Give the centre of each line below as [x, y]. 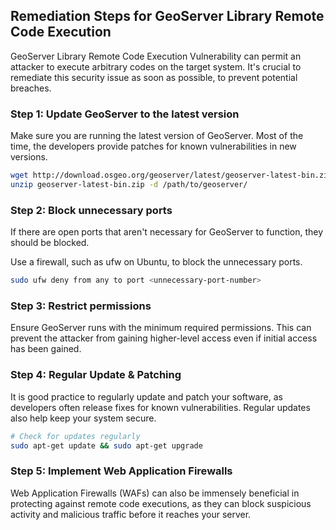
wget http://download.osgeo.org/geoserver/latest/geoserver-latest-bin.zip [171, 175]
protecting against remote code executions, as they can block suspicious [161, 503]
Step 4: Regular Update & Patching [96, 375]
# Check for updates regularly [75, 436]
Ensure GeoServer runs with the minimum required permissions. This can [161, 328]
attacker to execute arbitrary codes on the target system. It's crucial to [156, 66]
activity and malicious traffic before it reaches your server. [131, 514]
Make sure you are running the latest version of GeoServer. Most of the [157, 136]
